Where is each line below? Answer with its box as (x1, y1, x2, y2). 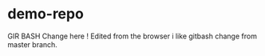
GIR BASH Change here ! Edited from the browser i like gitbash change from (7, 31, 257, 41)
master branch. (7, 39, 57, 49)
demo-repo (7, 5, 85, 23)
